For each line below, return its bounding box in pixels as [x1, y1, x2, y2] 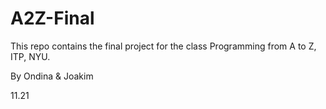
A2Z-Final [10, 7, 95, 30]
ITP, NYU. [10, 50, 51, 62]
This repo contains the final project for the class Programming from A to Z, [10, 40, 317, 52]
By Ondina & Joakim [10, 70, 94, 82]
